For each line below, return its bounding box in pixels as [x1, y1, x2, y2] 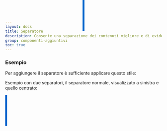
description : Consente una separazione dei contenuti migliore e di [5, 33, 150, 38]
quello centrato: [5, 85, 38, 91]
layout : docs [5, 24, 32, 29]
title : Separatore [5, 29, 43, 34]
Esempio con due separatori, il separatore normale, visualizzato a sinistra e [5, 80, 159, 86]
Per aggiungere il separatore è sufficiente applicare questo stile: [5, 70, 137, 76]
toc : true [5, 43, 26, 48]
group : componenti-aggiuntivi [5, 38, 68, 43]
